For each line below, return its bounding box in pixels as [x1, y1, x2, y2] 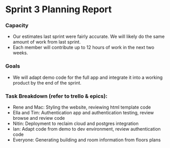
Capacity [5, 22, 29, 29]
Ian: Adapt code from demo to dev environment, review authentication [12, 126, 161, 132]
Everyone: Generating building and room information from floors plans [12, 137, 161, 143]
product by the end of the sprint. [12, 79, 82, 86]
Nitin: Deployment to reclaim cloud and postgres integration [12, 120, 139, 126]
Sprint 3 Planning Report [5, 4, 112, 15]
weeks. [12, 50, 28, 56]
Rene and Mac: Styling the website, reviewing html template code [12, 104, 151, 111]
